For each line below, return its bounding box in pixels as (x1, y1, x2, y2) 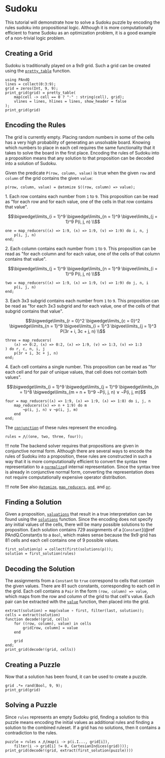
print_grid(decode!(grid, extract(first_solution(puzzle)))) (5, 748, 133, 753)
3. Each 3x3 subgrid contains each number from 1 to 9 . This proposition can (5, 297, 159, 304)
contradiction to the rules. (5, 729, 58, 736)
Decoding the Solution (5, 564, 75, 573)
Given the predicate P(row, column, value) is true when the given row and (5, 170, 156, 176)
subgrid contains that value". (5, 308, 64, 314)
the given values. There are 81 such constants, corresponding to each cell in (5, 583, 160, 589)
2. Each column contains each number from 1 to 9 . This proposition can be (5, 245, 156, 251)
